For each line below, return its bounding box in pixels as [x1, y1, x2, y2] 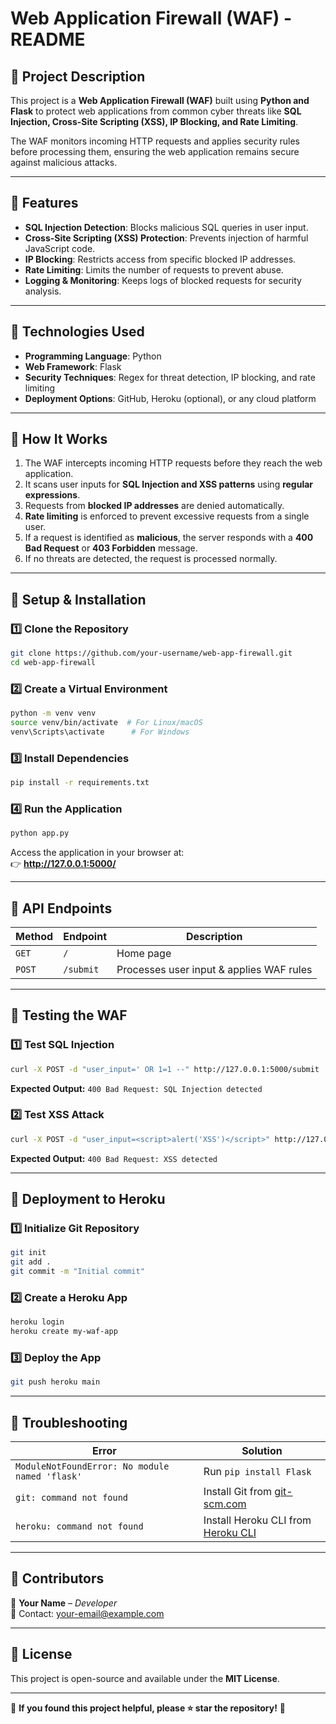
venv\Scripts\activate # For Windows [10, 727, 190, 737]
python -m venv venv [10, 708, 97, 719]
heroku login [10, 1317, 65, 1327]
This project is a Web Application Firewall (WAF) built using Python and [10, 95, 310, 106]
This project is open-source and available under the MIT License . [10, 1672, 280, 1684]
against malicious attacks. [10, 157, 118, 168]
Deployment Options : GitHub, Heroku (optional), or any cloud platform [24, 392, 317, 404]
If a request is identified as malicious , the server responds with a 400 [24, 532, 314, 544]
